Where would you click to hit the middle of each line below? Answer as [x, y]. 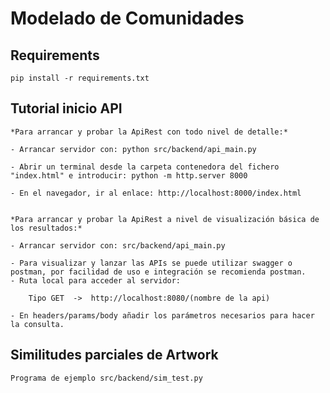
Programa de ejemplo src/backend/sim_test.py [106, 378]
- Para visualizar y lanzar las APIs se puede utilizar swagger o [151, 263]
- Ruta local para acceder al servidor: [96, 280]
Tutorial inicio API [66, 108]
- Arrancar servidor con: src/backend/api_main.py [118, 245]
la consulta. [37, 324]
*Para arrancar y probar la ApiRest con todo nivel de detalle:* [149, 132]
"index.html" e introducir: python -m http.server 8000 [129, 175]
